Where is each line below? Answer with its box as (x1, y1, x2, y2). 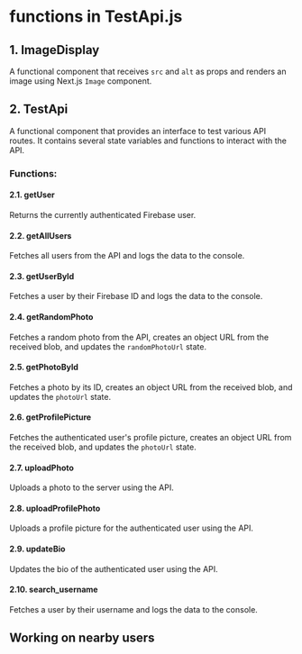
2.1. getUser (9, 189, 56, 200)
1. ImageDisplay (9, 42, 100, 58)
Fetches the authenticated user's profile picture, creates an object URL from (9, 431, 292, 442)
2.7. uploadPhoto (9, 462, 75, 473)
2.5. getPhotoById (9, 362, 79, 373)
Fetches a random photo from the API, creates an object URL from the (9, 332, 269, 342)
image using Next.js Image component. (9, 76, 152, 86)
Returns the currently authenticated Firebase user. (9, 209, 197, 220)
